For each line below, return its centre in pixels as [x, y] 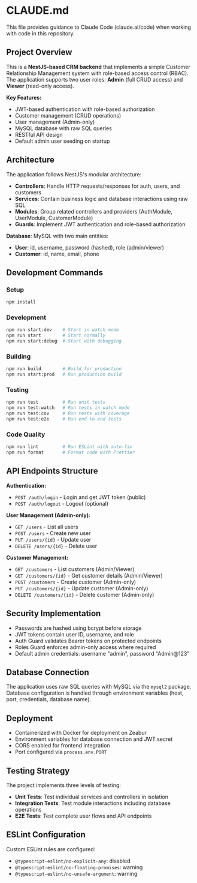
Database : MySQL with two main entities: [57, 236]
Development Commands [55, 273]
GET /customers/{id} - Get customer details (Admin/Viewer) [89, 575]
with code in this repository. [40, 33]
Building [19, 356]
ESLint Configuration [46, 835]
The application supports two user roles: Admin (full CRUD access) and [95, 79]
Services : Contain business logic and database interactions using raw [101, 199]
